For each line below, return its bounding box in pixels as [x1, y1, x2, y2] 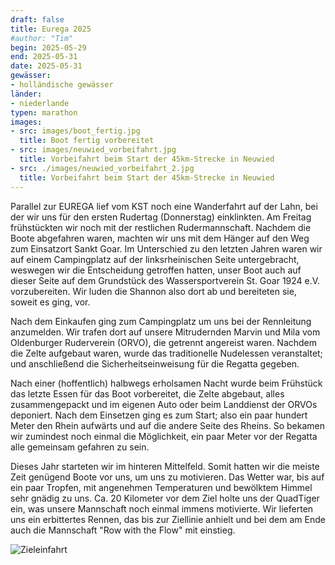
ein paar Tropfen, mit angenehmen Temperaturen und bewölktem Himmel [10, 481, 313, 493]
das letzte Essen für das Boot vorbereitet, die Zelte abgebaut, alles [10, 387, 285, 400]
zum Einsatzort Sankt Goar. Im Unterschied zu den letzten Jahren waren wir [10, 242, 323, 255]
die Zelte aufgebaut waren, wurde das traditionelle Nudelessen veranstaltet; [10, 347, 323, 359]
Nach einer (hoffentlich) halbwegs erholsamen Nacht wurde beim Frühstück [10, 377, 323, 389]
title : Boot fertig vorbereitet [19, 136, 155, 146]
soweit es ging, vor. [10, 296, 91, 308]
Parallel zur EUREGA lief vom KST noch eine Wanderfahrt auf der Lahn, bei [10, 200, 318, 212]
